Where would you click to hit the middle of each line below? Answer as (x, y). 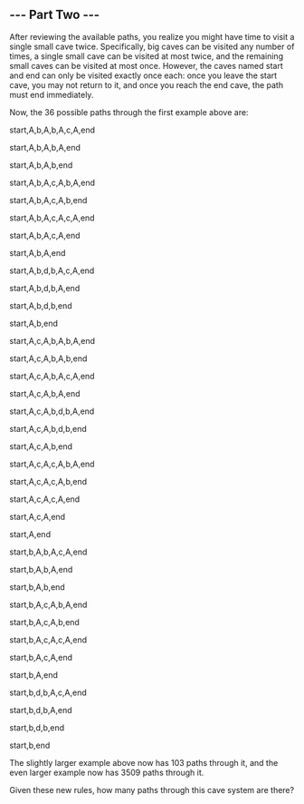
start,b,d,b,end (37, 727)
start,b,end (30, 745)
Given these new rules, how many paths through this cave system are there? (152, 789)
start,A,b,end (34, 323)
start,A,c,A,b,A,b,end (48, 358)
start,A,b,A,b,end (41, 165)
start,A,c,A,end (38, 516)
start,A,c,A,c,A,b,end (48, 481)
